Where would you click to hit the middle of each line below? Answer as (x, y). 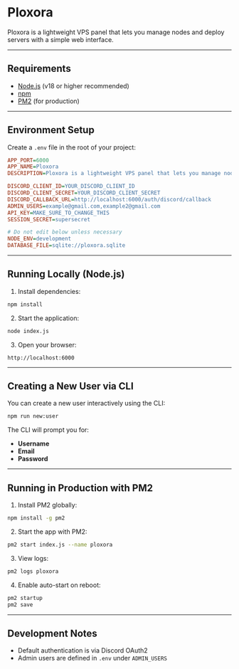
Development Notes (52, 633)
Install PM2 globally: (47, 505)
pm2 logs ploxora (33, 571)
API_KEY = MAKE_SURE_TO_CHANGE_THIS (59, 213)
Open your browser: (47, 344)
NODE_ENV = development (39, 239)
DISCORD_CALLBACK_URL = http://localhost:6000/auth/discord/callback (110, 199)
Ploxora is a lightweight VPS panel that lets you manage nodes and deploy (116, 32)
